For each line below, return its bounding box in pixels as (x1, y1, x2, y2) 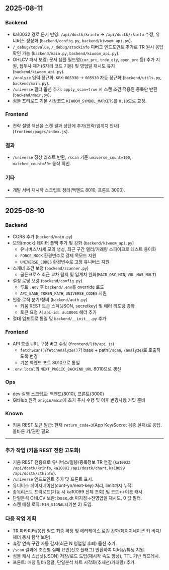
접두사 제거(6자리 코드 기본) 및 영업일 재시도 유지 (19, 62, 115, 69)
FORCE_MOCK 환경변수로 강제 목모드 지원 (20, 252, 97, 259)
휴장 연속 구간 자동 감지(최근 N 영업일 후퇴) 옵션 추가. (12, 540, 117, 546)
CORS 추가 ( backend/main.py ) (12, 234, 73, 240)
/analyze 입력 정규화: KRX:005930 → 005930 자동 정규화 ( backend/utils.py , (12, 74, 162, 80)
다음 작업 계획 (5, 515, 37, 522)
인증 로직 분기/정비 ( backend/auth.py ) (12, 297, 88, 303)
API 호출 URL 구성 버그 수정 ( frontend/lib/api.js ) (12, 340, 115, 347)
